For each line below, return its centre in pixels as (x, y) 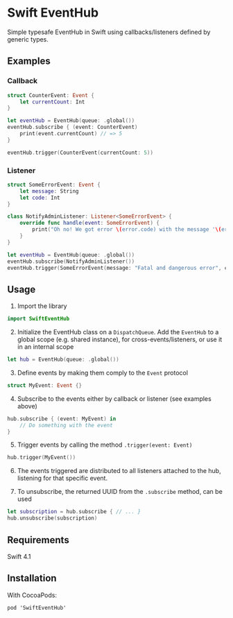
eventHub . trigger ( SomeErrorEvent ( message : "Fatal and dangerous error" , (114, 268)
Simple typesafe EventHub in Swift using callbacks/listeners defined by (109, 32)
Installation (32, 578)
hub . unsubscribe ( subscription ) (52, 518)
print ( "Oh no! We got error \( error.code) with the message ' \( (127, 230)
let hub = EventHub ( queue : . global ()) (63, 360)
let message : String (49, 191)
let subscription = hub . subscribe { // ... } (74, 512)
